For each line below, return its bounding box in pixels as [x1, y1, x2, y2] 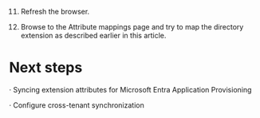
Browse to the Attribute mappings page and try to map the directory [20, 22, 244, 31]
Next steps [9, 59, 83, 77]
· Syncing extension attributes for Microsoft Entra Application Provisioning [9, 85, 252, 94]
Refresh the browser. [20, 7, 90, 16]
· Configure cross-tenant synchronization [9, 100, 144, 110]
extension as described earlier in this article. [20, 31, 167, 40]
